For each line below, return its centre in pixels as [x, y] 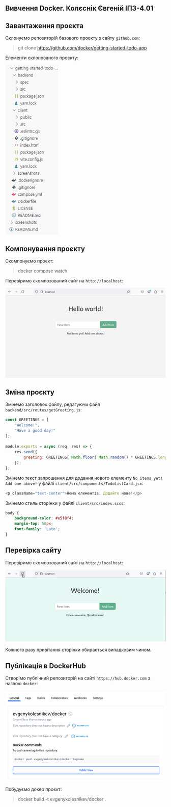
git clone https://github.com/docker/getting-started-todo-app [82, 48]
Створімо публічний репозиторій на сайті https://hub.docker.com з [78, 678]
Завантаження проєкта [45, 26]
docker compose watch [42, 271]
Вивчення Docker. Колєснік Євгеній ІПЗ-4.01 [79, 8]
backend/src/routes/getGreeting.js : [44, 409]
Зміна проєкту [30, 392]
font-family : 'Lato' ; [37, 529]
